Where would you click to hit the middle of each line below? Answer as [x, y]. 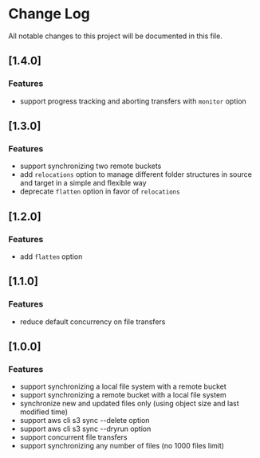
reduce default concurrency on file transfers [93, 321]
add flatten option [51, 256]
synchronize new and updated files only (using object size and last [129, 404]
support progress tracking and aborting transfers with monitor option [133, 101]
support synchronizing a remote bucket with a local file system [123, 395]
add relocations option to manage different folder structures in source [136, 174]
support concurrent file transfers [73, 437]
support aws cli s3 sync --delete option [85, 421]
